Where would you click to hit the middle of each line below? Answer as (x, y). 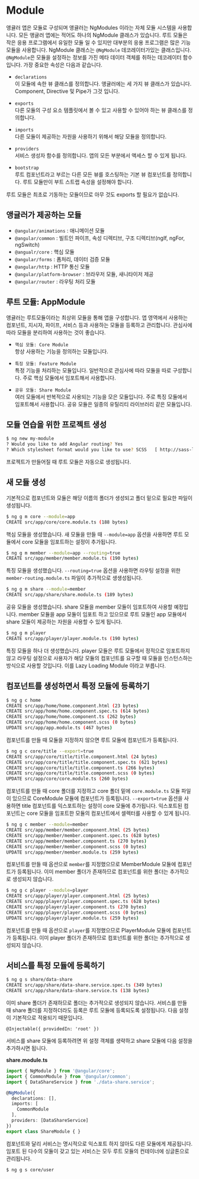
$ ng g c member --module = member (47, 824)
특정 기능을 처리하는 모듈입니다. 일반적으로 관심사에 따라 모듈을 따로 (93, 370)
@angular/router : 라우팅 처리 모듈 (55, 281)
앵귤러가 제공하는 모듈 (44, 215)
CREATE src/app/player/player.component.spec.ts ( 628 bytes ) (83, 902)
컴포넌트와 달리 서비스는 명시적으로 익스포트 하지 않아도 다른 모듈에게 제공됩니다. (99, 1143)
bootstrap (27, 168)
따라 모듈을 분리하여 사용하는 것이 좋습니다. (56, 332)
